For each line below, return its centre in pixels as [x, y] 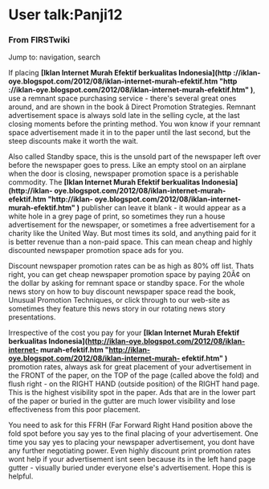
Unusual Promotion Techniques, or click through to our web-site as [119, 300]
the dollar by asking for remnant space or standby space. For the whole [126, 283]
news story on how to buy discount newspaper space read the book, [122, 291]
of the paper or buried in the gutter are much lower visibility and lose [122, 401]
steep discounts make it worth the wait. [73, 141]
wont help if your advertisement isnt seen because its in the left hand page [132, 459]
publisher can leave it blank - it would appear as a [164, 208]
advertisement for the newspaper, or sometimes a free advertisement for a [132, 225]
